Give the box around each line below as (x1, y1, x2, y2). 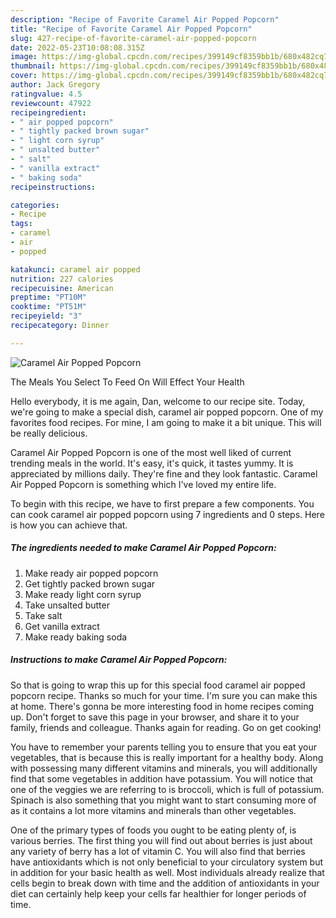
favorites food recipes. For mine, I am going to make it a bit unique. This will (10, 416, 322, 428)
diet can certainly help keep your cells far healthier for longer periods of (10, 887, 307, 900)
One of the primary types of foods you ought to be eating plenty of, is (10, 824, 297, 836)
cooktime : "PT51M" (10, 302, 87, 312)
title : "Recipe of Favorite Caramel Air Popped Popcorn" (10, 24, 253, 34)
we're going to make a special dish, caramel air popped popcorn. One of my (10, 406, 324, 418)
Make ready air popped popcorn (24, 567, 159, 579)
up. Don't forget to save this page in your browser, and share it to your (10, 711, 300, 723)
